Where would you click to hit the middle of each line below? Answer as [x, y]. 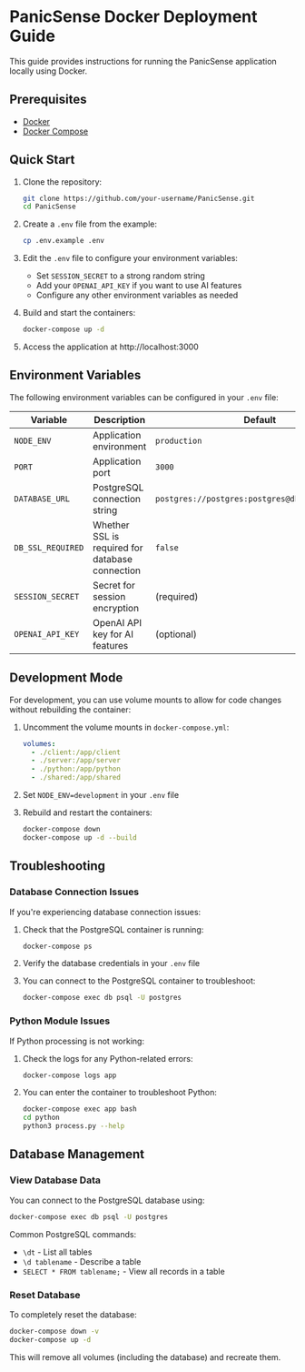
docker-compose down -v [54, 1331]
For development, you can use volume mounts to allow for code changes [146, 700]
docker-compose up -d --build [80, 837]
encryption [115, 608]
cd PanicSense [49, 207]
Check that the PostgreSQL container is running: [113, 929]
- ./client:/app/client [76, 752]
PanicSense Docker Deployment [133, 17]
